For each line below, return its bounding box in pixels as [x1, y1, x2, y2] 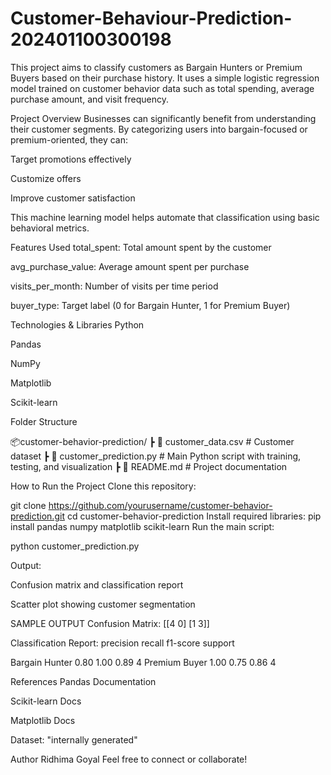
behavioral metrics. [10, 222, 90, 234]
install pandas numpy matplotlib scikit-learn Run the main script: [10, 520, 275, 532]
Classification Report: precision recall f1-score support [10, 637, 235, 649]
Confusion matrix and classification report [10, 578, 184, 591]
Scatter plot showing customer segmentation [10, 598, 196, 610]
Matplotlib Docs [10, 714, 76, 726]
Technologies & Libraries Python [10, 318, 145, 331]
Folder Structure [10, 415, 78, 427]
